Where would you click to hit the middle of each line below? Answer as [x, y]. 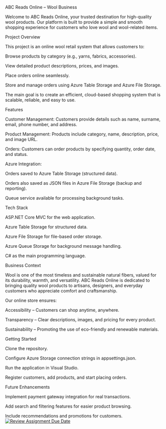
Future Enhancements [28, 387]
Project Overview [23, 37]
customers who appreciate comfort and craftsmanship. [61, 291]
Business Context [23, 265]
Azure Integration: [24, 164]
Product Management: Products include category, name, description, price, [82, 134]
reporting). [16, 188]
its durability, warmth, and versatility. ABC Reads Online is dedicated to [78, 280]
